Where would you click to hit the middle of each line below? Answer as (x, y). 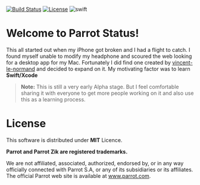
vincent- (182, 62)
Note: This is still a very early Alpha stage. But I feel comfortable (100, 87)
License (26, 124)
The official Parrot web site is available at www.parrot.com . (79, 175)
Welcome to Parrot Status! (73, 33)
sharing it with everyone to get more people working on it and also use (107, 93)
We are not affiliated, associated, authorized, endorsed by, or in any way (95, 163)
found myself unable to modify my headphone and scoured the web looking (99, 56)
